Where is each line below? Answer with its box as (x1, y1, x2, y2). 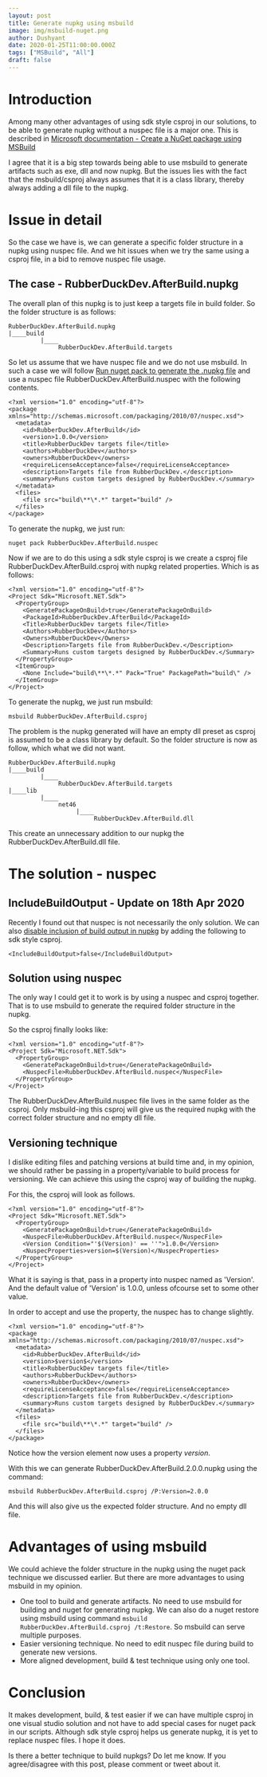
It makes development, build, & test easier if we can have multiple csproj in (8, 1710, 253, 1720)
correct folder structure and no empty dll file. (8, 1113, 156, 1123)
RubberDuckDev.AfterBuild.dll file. (8, 837, 121, 846)
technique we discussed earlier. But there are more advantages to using (8, 1573, 245, 1583)
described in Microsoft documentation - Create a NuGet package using (8, 133, 242, 143)
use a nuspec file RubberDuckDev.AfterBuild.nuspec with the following (8, 374, 241, 383)
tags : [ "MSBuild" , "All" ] (8, 49, 94, 57)
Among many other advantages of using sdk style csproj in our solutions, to (8, 116, 257, 126)
